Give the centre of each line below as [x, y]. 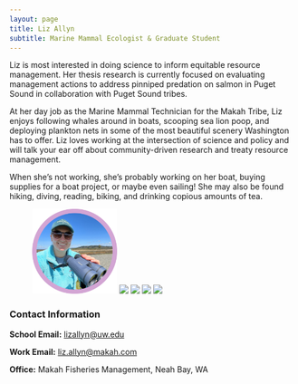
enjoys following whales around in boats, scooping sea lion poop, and [139, 121]
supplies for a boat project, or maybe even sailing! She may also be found [147, 187]
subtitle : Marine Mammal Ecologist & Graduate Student [115, 38]
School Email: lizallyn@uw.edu [67, 334]
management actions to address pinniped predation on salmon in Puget [143, 84]
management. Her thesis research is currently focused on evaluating [137, 75]
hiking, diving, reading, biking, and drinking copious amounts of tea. [136, 197]
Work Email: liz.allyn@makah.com [73, 351]
